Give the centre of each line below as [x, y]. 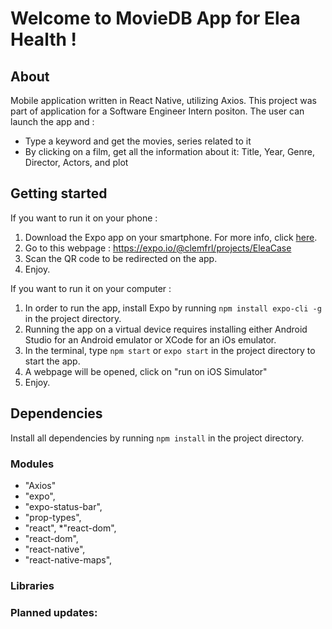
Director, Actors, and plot [76, 162]
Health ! [43, 39]
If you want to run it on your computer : [91, 288]
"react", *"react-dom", [70, 528]
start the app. [52, 361]
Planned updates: [54, 612]
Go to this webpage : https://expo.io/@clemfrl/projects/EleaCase [158, 248]
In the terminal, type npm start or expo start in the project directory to [170, 350]
